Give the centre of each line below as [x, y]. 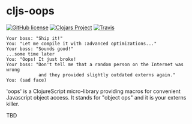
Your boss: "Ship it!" [34, 38]
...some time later [31, 54]
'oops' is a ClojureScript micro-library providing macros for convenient [94, 91]
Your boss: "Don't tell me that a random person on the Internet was [95, 64]
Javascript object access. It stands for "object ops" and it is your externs [96, 97]
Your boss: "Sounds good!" [40, 49]
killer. [13, 104]
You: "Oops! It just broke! [41, 59]
